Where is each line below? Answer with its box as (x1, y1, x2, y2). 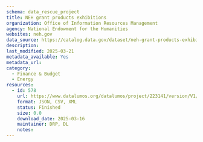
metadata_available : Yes (6, 54, 69, 60)
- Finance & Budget (11, 71, 61, 77)
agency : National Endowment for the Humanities (6, 25, 129, 32)
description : (6, 43, 39, 49)
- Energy (11, 76, 34, 82)
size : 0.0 (17, 110, 42, 116)
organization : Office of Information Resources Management (6, 20, 158, 26)
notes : (17, 127, 34, 133)
